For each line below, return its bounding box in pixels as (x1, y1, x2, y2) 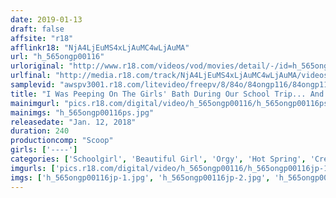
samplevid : (10, 80, 56, 90)
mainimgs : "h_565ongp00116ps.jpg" (10, 107, 155, 118)
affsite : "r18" (10, 33, 74, 43)
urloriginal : (10, 61, 65, 71)
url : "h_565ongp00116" (10, 52, 105, 62)
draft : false (10, 24, 65, 34)
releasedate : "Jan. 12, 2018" (10, 117, 137, 127)
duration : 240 (10, 126, 70, 136)
